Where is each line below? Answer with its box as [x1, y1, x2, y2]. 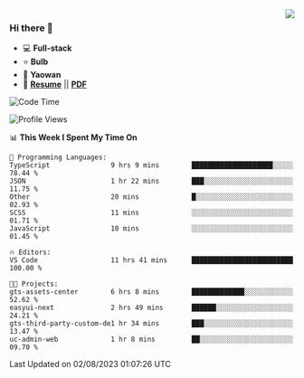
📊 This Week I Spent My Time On [9, 132, 138, 143]
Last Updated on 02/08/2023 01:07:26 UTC [9, 359, 172, 370]
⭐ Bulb [22, 56, 49, 67]
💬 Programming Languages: [9, 153, 107, 162]
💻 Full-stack [22, 43, 72, 53]
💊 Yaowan [22, 70, 62, 80]
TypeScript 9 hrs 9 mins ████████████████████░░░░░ [9, 161, 294, 170]
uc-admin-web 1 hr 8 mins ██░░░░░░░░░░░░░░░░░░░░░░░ [9, 335, 294, 345]
